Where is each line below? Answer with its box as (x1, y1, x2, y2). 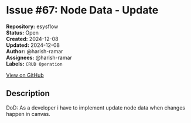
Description (6, 88, 50, 98)
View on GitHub (6, 71, 44, 78)
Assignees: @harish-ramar (6, 54, 72, 61)
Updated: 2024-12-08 (6, 42, 60, 49)
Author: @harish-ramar (6, 47, 63, 54)
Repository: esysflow (6, 23, 59, 30)
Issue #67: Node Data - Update (6, 4, 159, 17)
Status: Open (6, 29, 39, 36)
